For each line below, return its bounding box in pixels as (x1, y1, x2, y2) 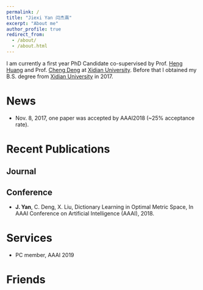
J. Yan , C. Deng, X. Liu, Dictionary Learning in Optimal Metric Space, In (15, 203, 194, 211)
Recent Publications (6, 142, 110, 156)
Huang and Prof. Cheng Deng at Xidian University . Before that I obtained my (6, 66, 197, 73)
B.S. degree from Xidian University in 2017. (6, 73, 113, 80)
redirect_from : (6, 32, 45, 38)
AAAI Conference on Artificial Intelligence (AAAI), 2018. (15, 210, 154, 217)
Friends (6, 273, 46, 287)
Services (6, 231, 53, 245)
